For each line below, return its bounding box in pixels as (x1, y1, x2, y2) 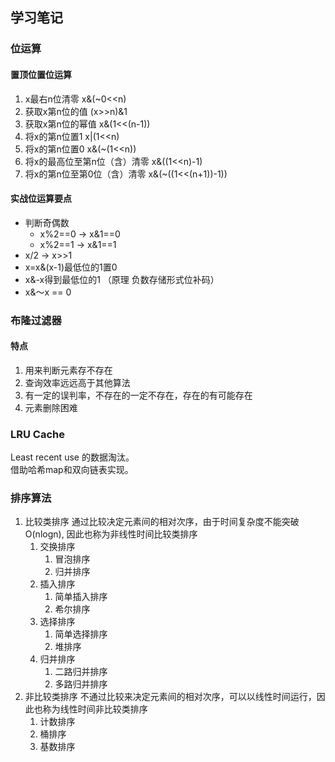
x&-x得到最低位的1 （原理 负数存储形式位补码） (24, 273, 220, 285)
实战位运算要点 (10, 193, 72, 205)
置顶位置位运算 (10, 68, 72, 80)
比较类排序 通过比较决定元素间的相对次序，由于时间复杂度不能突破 (24, 516, 300, 528)
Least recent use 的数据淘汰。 (10, 451, 135, 463)
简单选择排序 (54, 628, 108, 640)
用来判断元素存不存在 (24, 364, 113, 376)
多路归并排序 (54, 678, 108, 690)
